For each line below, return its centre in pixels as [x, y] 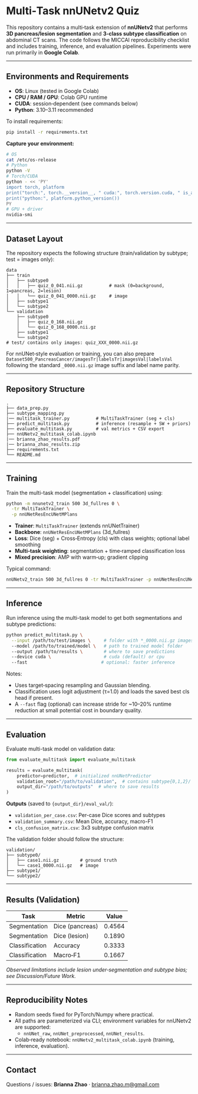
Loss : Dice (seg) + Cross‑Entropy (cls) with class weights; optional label [102, 538]
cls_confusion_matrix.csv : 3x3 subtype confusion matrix [84, 828]
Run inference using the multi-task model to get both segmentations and [94, 617]
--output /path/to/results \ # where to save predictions [93, 651]
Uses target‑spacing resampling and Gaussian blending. [83, 686]
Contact [21, 1070]
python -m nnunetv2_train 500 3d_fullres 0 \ [63, 503]
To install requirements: [34, 121]
